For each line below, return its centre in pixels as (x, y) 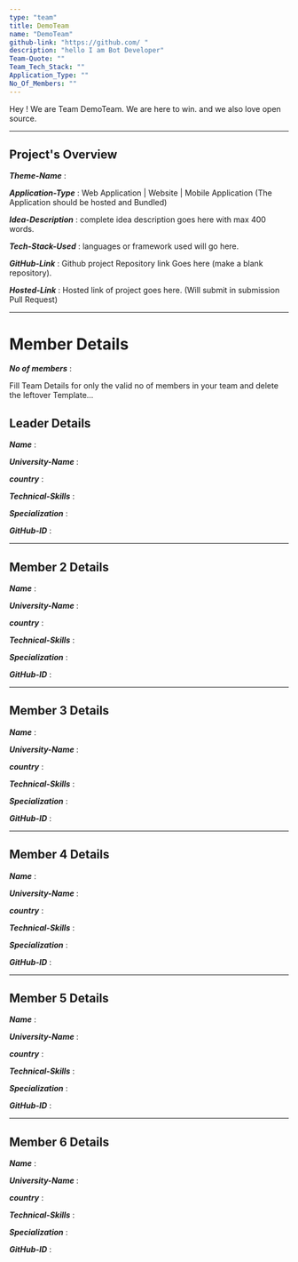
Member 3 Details (59, 711)
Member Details (69, 344)
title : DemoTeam (39, 26)
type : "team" (33, 17)
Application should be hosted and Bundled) (88, 203)
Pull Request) (33, 300)
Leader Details (50, 423)
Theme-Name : (38, 176)
